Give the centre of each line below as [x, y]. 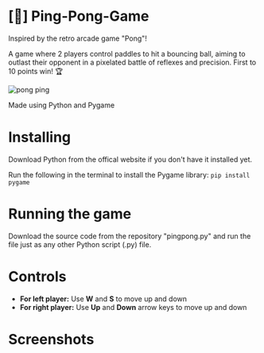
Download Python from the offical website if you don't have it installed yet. [130, 159]
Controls [37, 277]
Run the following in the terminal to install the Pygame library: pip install [129, 175]
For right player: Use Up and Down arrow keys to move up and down [133, 307]
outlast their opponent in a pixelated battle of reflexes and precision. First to [132, 62]
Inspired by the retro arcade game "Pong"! [78, 38]
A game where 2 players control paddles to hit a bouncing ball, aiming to [127, 53]
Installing [40, 137]
